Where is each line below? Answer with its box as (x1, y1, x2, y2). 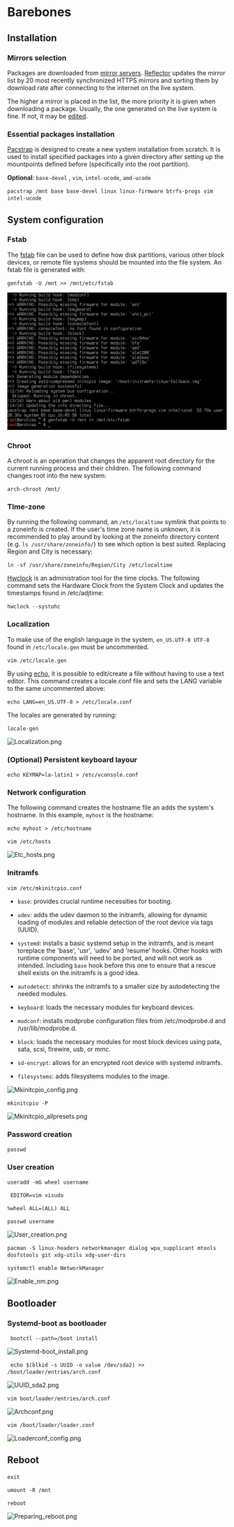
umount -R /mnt (7, 1487, 52, 1494)
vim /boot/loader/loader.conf (7, 1422, 95, 1429)
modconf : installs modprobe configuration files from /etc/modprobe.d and (17, 1016, 226, 1025)
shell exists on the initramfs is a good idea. (17, 968, 140, 977)
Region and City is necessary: (7, 547, 93, 556)
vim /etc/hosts (7, 838, 52, 845)
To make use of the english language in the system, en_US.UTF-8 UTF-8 (7, 635, 210, 643)
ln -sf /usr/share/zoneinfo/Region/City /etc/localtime (7, 562, 173, 569)
